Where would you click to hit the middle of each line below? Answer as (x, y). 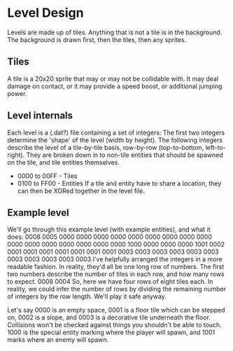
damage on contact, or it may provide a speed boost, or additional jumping (115, 86)
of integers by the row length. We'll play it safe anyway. (87, 296)
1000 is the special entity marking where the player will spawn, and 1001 (111, 332)
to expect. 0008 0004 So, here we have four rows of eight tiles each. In (110, 282)
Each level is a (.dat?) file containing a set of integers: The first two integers (116, 132)
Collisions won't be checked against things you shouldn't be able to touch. (114, 325)
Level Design (45, 13)
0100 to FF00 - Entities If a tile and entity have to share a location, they (119, 183)
